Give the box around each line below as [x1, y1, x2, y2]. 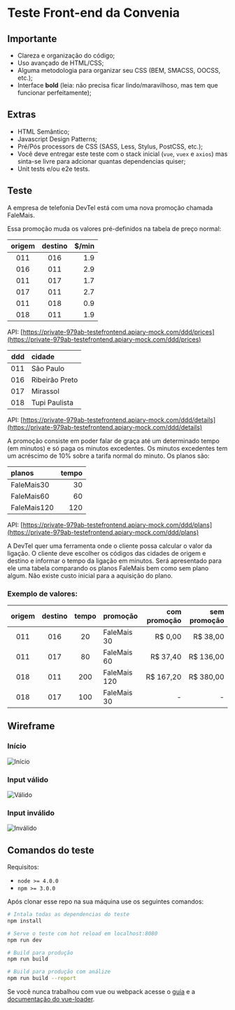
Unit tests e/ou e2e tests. [17, 164, 90, 173]
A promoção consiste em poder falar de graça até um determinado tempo [7, 436, 220, 445]
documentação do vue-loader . [7, 995, 95, 1004]
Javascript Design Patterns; [17, 134, 98, 143]
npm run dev [7, 937, 42, 944]
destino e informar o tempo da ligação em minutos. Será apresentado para [7, 556, 222, 565]
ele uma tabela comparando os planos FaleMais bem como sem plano [7, 563, 209, 572]
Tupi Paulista [31, 398, 73, 407]
